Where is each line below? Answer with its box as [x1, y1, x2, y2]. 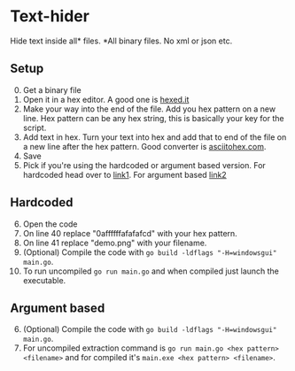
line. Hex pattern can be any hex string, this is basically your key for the [22, 112, 284, 123]
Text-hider [10, 6, 89, 27]
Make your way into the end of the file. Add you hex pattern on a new [22, 104, 276, 114]
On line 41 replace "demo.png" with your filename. [22, 237, 207, 248]
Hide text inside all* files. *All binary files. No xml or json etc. [10, 35, 233, 46]
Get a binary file [22, 84, 82, 95]
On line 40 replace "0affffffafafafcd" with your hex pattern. [22, 228, 237, 238]
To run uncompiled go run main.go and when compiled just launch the [22, 266, 280, 276]
